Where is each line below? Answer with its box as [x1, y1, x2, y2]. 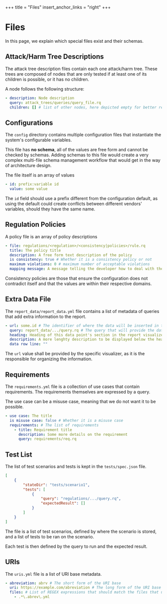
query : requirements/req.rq [18, 436, 77, 442]
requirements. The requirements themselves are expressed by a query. [5, 389, 151, 395]
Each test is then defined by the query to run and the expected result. [5, 543, 148, 549]
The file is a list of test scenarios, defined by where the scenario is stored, [5, 528, 157, 534]
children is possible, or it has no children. [5, 76, 89, 82]
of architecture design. [5, 163, 52, 169]
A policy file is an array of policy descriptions [5, 233, 98, 239]
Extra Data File [5, 295, 51, 303]
